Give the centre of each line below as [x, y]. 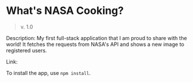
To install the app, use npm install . [49, 73]
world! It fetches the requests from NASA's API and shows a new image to [95, 44]
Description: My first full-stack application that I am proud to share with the [96, 38]
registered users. [27, 50]
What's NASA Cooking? [65, 11]
